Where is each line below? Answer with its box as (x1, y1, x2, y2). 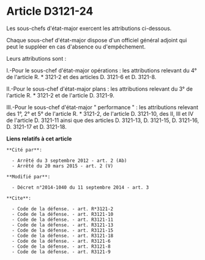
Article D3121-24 (6, 4, 94, 18)
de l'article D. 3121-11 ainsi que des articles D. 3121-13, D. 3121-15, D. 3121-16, (6, 117, 199, 124)
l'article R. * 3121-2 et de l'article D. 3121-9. (6, 91, 114, 99)
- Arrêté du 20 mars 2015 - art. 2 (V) (12, 162, 114, 169)
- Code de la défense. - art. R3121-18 (12, 232, 114, 239)
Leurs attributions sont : (6, 55, 67, 62)
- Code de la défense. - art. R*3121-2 (12, 205, 114, 212)
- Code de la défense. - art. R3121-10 (12, 211, 114, 217)
